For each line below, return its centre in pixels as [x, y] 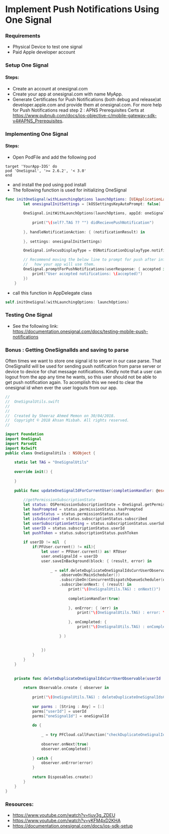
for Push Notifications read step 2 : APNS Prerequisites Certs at [78, 110]
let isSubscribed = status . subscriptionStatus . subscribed [85, 519]
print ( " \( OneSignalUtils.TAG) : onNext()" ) [114, 590]
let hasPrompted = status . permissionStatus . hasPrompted [83, 509]
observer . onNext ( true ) [65, 744]
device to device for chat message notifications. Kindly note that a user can [83, 372]
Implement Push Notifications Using [82, 9]
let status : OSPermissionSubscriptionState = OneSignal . [84, 505]
